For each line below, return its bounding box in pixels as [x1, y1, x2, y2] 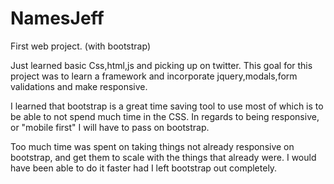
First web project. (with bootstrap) [10, 40, 151, 52]
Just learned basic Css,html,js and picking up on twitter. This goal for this [10, 59, 313, 71]
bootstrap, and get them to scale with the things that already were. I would [10, 151, 317, 163]
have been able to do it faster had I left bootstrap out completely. [10, 162, 278, 174]
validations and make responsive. [10, 80, 148, 92]
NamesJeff [10, 7, 105, 30]
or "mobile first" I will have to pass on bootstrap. [10, 121, 210, 133]
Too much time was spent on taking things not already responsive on [10, 140, 295, 152]
